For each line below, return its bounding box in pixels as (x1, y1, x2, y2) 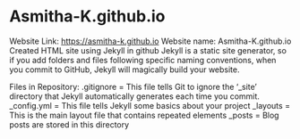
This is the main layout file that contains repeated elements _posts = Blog (9, 110, 279, 120)
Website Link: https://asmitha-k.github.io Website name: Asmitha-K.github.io (9, 36, 292, 46)
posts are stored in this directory (9, 119, 130, 130)
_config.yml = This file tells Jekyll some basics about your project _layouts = (9, 100, 291, 110)
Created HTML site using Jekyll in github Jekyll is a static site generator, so (9, 45, 287, 55)
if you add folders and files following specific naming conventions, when (9, 54, 277, 65)
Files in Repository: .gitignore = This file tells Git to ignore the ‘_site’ (9, 81, 257, 92)
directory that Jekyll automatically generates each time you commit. (9, 91, 260, 102)
